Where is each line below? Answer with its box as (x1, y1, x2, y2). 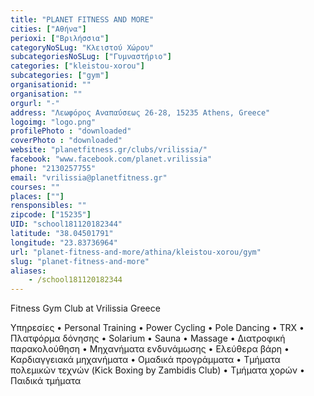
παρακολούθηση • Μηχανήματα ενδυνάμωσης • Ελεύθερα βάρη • (10, 343, 290, 355)
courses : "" (10, 182, 60, 192)
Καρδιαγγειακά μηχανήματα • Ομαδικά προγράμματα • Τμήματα (10, 354, 281, 366)
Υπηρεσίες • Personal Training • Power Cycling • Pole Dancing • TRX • (10, 322, 305, 334)
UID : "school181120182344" (10, 219, 123, 230)
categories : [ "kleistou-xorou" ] (10, 61, 145, 71)
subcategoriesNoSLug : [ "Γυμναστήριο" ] (10, 52, 172, 62)
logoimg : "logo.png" (10, 117, 97, 127)
